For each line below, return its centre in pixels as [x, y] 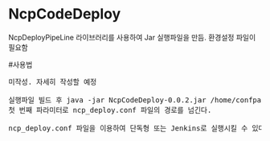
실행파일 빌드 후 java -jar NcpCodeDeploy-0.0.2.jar [107, 100]
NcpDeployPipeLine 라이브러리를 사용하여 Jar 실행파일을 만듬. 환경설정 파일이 [132, 37]
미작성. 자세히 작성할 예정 [53, 82]
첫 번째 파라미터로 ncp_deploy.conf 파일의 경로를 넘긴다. [110, 110]
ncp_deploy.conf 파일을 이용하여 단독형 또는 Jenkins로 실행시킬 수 [128, 128]
